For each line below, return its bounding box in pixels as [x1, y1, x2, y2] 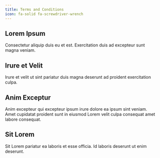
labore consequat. [5, 116, 41, 122]
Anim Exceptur [5, 93, 51, 101]
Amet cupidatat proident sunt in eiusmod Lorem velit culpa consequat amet [5, 111, 155, 117]
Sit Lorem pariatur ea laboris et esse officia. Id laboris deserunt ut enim [5, 143, 147, 149]
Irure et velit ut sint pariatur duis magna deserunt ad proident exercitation [5, 74, 151, 80]
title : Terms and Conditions [5, 7, 64, 12]
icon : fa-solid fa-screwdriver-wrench [5, 12, 83, 16]
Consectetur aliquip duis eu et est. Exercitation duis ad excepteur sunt [5, 42, 145, 48]
